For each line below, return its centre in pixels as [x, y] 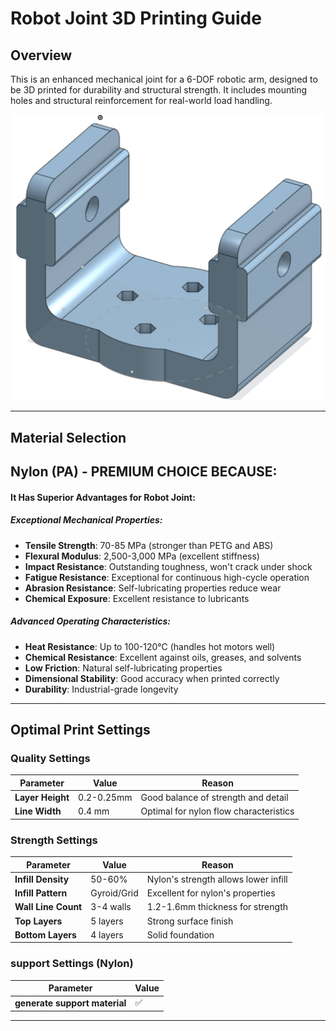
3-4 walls [111, 907]
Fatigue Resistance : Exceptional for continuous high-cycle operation [167, 577]
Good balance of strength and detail [214, 797]
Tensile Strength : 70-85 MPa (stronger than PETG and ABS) [149, 545]
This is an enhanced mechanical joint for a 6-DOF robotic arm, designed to [164, 79]
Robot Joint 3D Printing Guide [136, 18]
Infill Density [42, 879]
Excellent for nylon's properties [211, 893]
